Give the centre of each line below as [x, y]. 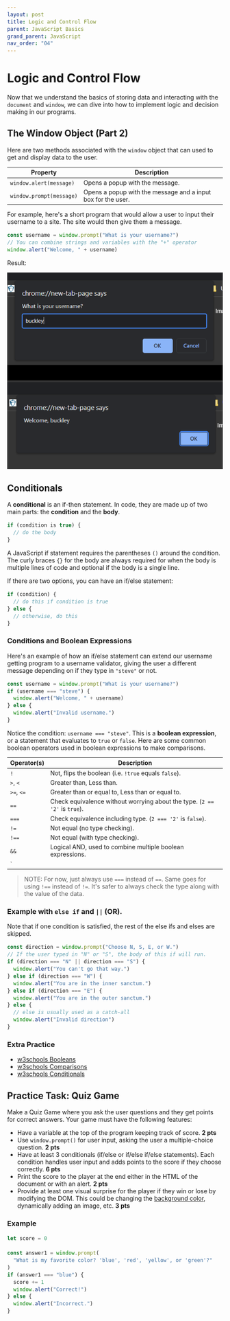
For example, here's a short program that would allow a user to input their [111, 215]
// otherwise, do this [46, 616]
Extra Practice [31, 1044]
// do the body [35, 533]
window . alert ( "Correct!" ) [50, 1289]
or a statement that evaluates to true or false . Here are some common [107, 740]
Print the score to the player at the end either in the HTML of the [107, 1177]
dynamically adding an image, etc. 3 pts [73, 1206]
